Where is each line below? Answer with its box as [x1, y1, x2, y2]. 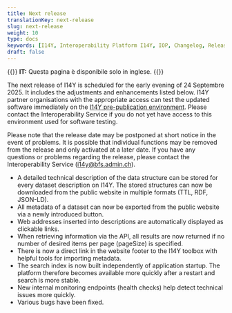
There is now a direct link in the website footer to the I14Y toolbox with [17, 246, 217, 255]
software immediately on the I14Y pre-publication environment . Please [7, 103, 207, 111]
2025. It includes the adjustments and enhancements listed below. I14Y [7, 88, 209, 97]
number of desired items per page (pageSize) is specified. [17, 239, 184, 248]
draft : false [7, 49, 45, 56]
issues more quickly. [17, 290, 76, 299]
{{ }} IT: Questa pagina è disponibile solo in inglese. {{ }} [7, 67, 164, 76]
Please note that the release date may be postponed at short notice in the [7, 130, 216, 139]
